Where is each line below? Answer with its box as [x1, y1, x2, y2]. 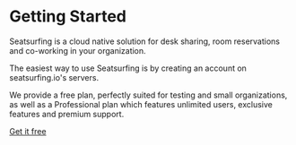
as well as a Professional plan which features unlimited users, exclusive [9, 98, 274, 109]
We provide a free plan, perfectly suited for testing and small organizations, [9, 90, 288, 100]
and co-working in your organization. [9, 45, 146, 55]
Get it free [9, 125, 47, 136]
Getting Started [9, 6, 127, 27]
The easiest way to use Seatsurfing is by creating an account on [9, 63, 247, 73]
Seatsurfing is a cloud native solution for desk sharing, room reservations [9, 36, 281, 47]
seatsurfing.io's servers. [9, 72, 100, 82]
